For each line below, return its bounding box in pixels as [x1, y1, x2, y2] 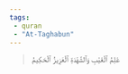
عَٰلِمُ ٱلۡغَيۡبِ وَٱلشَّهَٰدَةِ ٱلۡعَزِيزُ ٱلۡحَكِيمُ [31, 54, 120, 65]
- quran [13, 21, 42, 30]
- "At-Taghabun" [13, 29, 75, 38]
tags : [9, 12, 30, 22]
